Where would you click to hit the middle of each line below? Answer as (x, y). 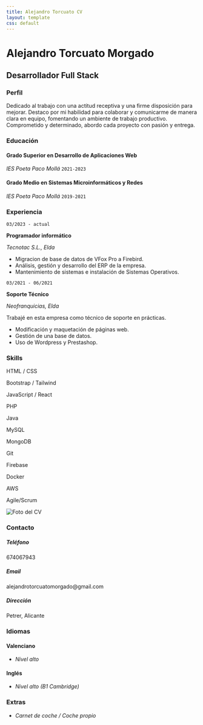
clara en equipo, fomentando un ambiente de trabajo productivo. (87, 119)
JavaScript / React (29, 395)
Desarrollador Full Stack (52, 75)
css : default (23, 23)
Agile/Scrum (22, 500)
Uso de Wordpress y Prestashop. (56, 342)
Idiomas (18, 631)
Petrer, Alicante (25, 616)
